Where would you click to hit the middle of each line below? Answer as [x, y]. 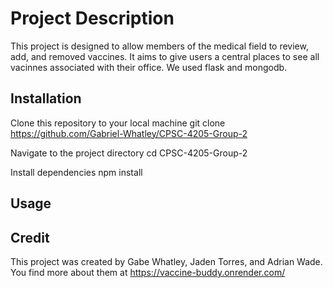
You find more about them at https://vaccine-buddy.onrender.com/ [148, 272]
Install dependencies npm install [76, 172]
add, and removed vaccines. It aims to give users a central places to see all [165, 56]
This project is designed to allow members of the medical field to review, [159, 46]
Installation [46, 98]
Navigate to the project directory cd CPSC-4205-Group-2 [129, 153]
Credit [30, 237]
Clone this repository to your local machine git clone [118, 123]
